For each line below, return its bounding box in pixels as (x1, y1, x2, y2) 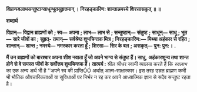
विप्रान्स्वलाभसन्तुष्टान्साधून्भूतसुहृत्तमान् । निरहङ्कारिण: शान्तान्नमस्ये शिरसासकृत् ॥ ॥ (6, 6, 161, 12)
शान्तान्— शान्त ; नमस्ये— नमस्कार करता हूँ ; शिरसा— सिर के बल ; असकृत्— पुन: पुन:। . (6, 42, 176, 49)
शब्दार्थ (6, 18, 18, 24)
